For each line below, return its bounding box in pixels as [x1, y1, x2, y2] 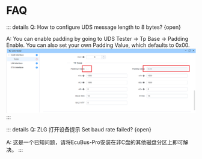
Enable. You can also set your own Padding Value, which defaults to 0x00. [6, 41, 191, 49]
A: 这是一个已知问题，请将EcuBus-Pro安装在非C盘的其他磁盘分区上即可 [6, 139, 183, 146]
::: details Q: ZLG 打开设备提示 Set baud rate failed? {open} [6, 125, 152, 133]
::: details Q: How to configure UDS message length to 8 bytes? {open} [6, 23, 182, 31]
